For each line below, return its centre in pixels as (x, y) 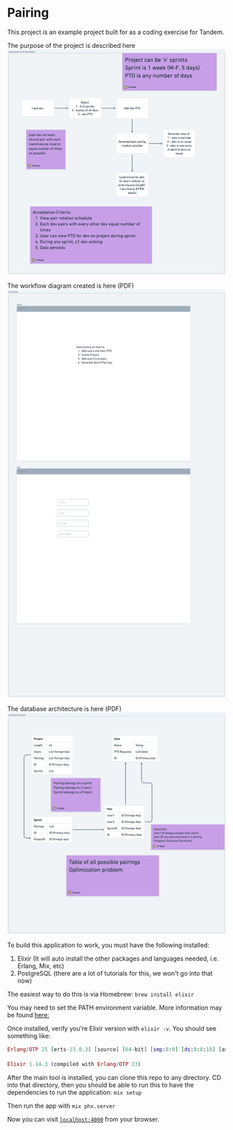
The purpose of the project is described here (71, 45)
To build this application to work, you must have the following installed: (108, 945)
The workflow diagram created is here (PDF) (71, 286)
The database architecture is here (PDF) (64, 709)
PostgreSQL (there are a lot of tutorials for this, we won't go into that (115, 974)
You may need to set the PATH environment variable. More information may (115, 1008)
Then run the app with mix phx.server (61, 1106)
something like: (29, 1036)
